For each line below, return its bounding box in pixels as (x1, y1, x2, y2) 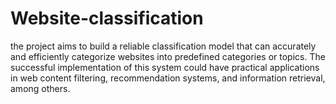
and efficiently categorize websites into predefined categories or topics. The (10, 50, 326, 62)
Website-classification (10, 7, 204, 30)
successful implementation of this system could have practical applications (10, 61, 320, 73)
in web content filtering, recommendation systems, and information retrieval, (10, 72, 326, 84)
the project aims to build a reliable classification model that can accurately (10, 40, 317, 52)
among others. (10, 82, 71, 94)
